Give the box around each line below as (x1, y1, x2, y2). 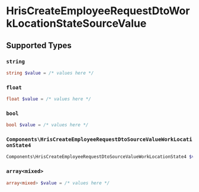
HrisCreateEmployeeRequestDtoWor (6, 4, 190, 18)
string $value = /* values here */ (6, 70, 94, 76)
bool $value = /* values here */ (6, 122, 89, 128)
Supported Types (6, 40, 72, 50)
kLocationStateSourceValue (6, 17, 147, 30)
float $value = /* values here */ (6, 96, 92, 102)
